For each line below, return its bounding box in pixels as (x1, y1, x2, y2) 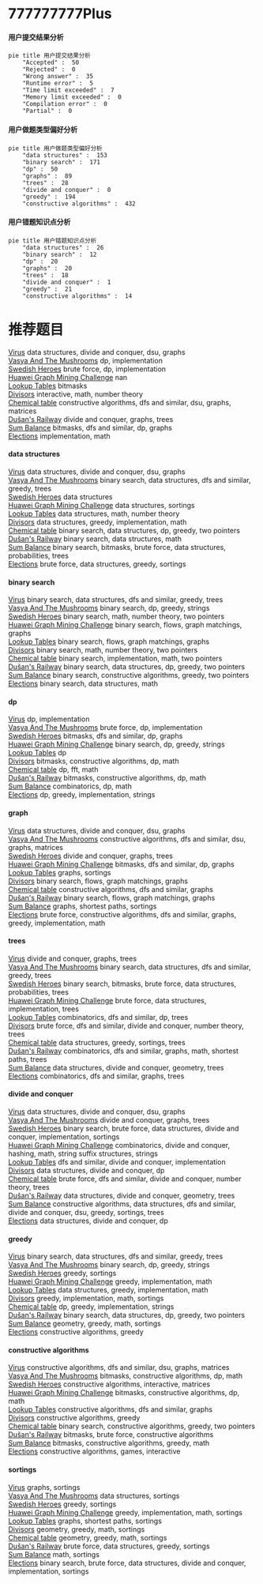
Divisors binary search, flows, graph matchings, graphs (8, 876, 188, 886)
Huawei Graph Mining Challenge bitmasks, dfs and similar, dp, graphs (8, 859, 235, 869)
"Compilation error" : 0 (22, 100, 108, 108)
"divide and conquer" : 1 (22, 278, 111, 286)
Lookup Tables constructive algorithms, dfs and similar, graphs (8, 1405, 213, 1414)
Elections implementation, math (8, 431, 111, 441)
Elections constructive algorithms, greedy (8, 1327, 144, 1337)
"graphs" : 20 (22, 264, 73, 273)
